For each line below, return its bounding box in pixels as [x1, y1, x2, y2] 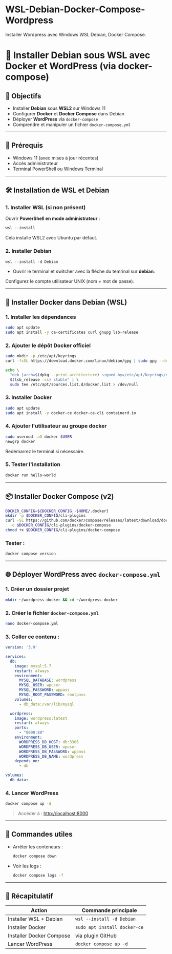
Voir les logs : [12, 863, 42, 869]
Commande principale [81, 907, 137, 914]
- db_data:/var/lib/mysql [18, 701, 74, 707]
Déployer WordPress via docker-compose [12, 116, 98, 122]
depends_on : [14, 759, 40, 764]
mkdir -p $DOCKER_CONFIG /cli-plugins [5, 513, 86, 518]
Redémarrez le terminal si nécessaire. [5, 448, 85, 454]
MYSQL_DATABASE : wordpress [18, 678, 77, 683]
